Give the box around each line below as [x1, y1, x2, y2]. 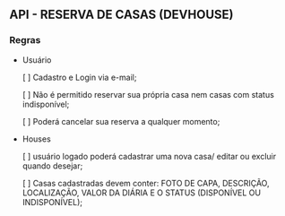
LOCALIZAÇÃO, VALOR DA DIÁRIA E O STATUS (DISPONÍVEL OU [22, 187, 262, 198]
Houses [22, 134, 51, 144]
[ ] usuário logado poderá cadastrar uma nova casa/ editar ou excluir [22, 151, 276, 161]
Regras [9, 34, 41, 47]
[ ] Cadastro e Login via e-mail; [22, 72, 137, 82]
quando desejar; [22, 160, 83, 171]
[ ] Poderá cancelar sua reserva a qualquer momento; [22, 116, 220, 126]
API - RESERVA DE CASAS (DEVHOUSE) [9, 7, 234, 22]
